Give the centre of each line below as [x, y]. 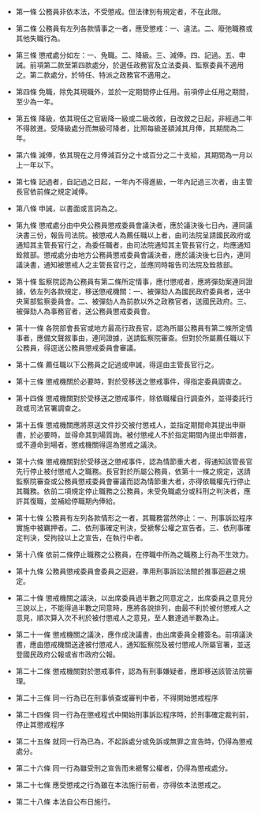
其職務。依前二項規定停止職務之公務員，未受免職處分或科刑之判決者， [130, 491]
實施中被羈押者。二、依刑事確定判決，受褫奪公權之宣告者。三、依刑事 [130, 528]
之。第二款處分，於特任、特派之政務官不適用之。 [95, 75]
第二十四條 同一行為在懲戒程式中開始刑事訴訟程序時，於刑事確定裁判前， [134, 715]
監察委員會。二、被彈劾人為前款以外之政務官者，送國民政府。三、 [144, 301]
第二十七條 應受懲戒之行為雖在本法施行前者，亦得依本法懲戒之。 [120, 785]
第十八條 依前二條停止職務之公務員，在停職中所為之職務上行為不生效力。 [134, 555]
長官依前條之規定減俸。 [54, 191]
